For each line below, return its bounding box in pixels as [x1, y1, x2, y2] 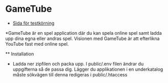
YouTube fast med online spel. [5, 40, 69, 47]
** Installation [5, 51, 34, 57]
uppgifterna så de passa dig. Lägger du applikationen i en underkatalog [12, 66, 163, 72]
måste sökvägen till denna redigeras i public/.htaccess [12, 71, 128, 77]
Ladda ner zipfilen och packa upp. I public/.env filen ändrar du [12, 60, 144, 67]
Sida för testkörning [12, 20, 55, 26]
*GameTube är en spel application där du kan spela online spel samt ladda [5, 30, 162, 36]
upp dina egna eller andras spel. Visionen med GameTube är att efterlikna [5, 35, 160, 42]
